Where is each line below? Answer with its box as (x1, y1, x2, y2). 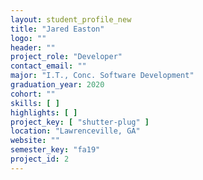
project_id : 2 (10, 154, 70, 164)
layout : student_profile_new (10, 14, 132, 25)
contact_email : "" (10, 61, 87, 71)
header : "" (10, 42, 56, 53)
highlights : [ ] (10, 107, 78, 118)
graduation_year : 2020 (10, 80, 105, 90)
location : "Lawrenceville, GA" (10, 126, 141, 136)
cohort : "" (10, 89, 56, 99)
